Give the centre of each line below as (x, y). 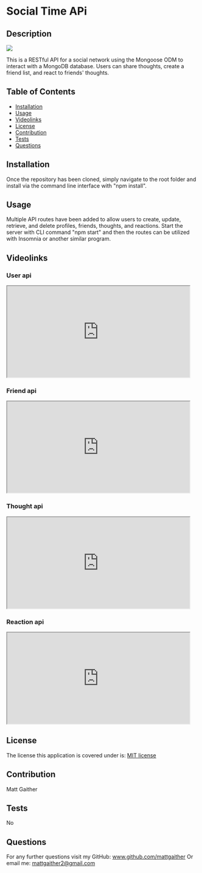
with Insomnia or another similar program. (59, 239)
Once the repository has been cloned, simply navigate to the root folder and (101, 179)
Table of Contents (41, 92)
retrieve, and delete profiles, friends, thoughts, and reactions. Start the (95, 226)
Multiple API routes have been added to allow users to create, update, (94, 219)
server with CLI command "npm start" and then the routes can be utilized (98, 232)
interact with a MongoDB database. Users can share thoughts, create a (95, 66)
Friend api (21, 391)
